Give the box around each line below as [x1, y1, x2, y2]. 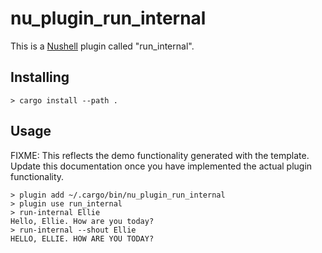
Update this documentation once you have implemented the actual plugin [10, 160, 313, 172]
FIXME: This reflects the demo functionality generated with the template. [10, 149, 310, 161]
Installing [10, 69, 70, 86]
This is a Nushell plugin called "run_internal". [10, 40, 195, 52]
